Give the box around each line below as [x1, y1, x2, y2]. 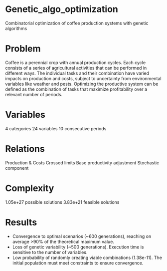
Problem [5, 43, 41, 55]
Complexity [5, 182, 54, 194]
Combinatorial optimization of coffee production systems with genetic [5, 20, 149, 26]
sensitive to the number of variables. [12, 249, 88, 255]
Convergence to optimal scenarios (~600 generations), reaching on [12, 233, 152, 239]
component [5, 165, 29, 171]
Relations [5, 143, 45, 154]
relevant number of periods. [5, 91, 63, 97]
